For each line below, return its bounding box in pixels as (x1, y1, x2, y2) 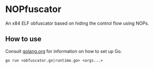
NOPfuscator (5, 4, 62, 15)
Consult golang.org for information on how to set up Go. (5, 48, 123, 54)
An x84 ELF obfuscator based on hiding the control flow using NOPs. (5, 20, 149, 26)
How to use (5, 35, 42, 43)
